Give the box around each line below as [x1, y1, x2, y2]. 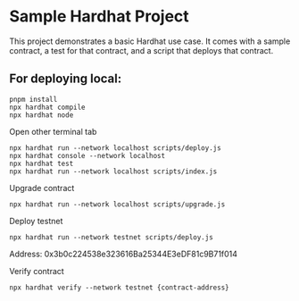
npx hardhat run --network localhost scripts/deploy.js [9, 143, 221, 153]
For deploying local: [9, 71, 122, 87]
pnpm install [9, 95, 58, 104]
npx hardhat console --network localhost [9, 151, 166, 160]
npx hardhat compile [9, 103, 87, 112]
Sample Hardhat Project [9, 6, 189, 27]
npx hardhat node [9, 110, 74, 120]
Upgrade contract [9, 182, 75, 193]
